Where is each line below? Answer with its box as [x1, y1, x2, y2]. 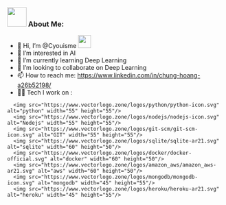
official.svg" [7, 156, 48, 162]
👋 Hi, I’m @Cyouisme [16, 42, 77, 50]
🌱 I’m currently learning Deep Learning [16, 56, 127, 64]
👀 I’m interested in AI [16, 49, 76, 58]
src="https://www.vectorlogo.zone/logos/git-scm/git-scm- [28, 125, 198, 133]
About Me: [27, 19, 64, 29]
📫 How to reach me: [16, 71, 76, 80]
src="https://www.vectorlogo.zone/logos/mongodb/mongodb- [28, 173, 198, 181]
